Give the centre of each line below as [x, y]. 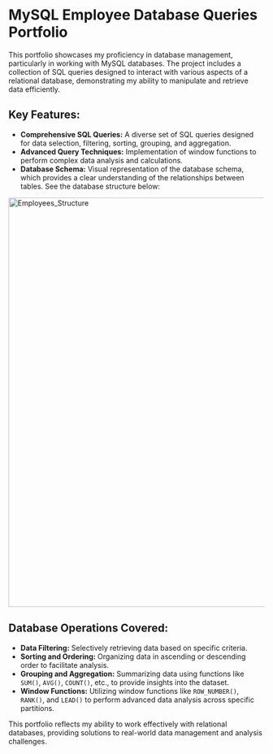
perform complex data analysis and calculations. [101, 160]
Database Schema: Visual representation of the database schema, [132, 169]
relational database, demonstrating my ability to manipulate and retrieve [129, 80]
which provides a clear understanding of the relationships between [132, 177]
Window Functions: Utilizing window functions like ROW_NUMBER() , [130, 691]
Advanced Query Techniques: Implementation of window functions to [138, 151]
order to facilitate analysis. [65, 665]
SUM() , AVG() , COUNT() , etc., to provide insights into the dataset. [125, 682]
